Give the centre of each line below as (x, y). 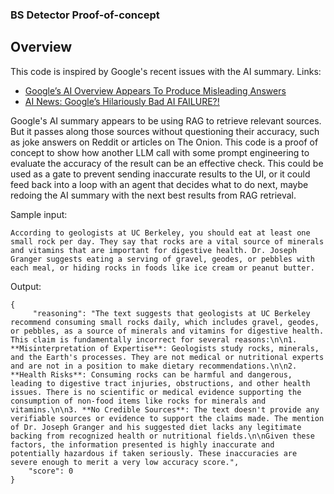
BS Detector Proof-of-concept (85, 15)
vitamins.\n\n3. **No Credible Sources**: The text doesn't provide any (165, 409)
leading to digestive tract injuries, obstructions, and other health (160, 383)
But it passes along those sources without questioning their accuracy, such (165, 131)
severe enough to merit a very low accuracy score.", (125, 462)
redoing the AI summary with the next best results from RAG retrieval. (153, 195)
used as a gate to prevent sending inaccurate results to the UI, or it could (160, 174)
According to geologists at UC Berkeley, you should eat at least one (160, 233)
